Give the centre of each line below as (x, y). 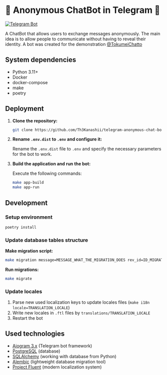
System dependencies (41, 60)
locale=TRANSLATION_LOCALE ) (41, 308)
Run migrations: (22, 269)
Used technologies (35, 334)
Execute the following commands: (47, 173)
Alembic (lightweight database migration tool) (59, 362)
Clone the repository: (35, 121)
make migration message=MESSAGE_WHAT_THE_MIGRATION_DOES (65, 260)
